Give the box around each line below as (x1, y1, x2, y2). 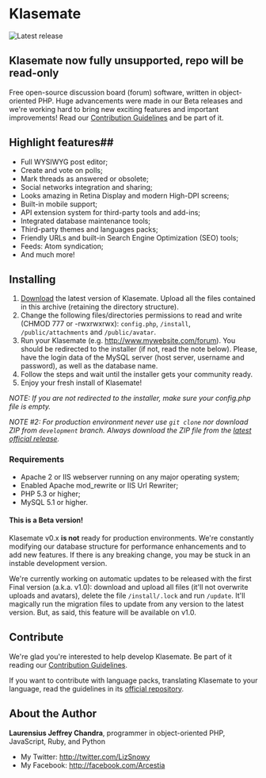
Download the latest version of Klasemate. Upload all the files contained (20, 294, 256, 303)
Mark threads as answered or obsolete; (20, 174, 149, 183)
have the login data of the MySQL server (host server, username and (20, 352, 245, 362)
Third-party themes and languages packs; (20, 224, 158, 234)
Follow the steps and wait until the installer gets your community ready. (20, 370, 253, 379)
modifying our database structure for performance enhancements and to (9, 541, 246, 551)
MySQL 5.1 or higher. (20, 497, 89, 506)
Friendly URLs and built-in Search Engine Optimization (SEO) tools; (20, 233, 239, 242)
